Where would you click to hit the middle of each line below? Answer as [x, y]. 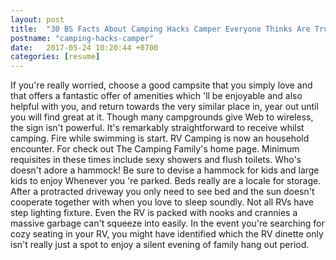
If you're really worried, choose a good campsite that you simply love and [161, 85]
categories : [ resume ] [55, 57]
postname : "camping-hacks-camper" [82, 38]
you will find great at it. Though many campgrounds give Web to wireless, [162, 117]
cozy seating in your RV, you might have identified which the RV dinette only [167, 234]
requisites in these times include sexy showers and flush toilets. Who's [156, 160]
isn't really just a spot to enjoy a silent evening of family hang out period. [160, 245]
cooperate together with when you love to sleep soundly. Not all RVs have [162, 202]
